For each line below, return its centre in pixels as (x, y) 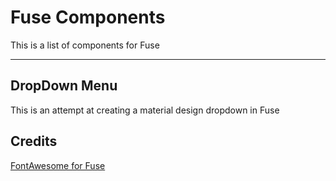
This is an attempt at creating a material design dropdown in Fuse (145, 110)
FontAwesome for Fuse (58, 165)
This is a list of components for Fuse (85, 45)
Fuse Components (88, 17)
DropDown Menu (64, 86)
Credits (34, 141)
